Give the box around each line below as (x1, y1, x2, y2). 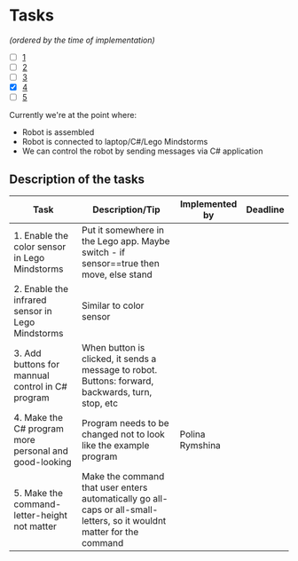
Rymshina (179, 439, 222, 452)
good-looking (13, 456, 73, 469)
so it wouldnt (112, 515, 167, 527)
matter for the (81, 525, 139, 538)
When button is (81, 342, 145, 354)
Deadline (246, 203, 285, 216)
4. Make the (13, 412, 64, 424)
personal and (13, 445, 69, 457)
